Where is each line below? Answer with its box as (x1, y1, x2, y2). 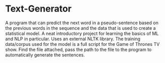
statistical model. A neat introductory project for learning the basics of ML (5, 30, 159, 36)
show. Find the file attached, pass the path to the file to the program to (5, 46, 152, 52)
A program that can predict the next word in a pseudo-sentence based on (5, 20, 159, 26)
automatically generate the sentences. (5, 51, 85, 58)
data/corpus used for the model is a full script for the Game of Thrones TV (5, 41, 160, 47)
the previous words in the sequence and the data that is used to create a (5, 25, 156, 31)
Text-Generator (5, 3, 72, 15)
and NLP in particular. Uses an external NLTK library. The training (5, 36, 140, 42)
